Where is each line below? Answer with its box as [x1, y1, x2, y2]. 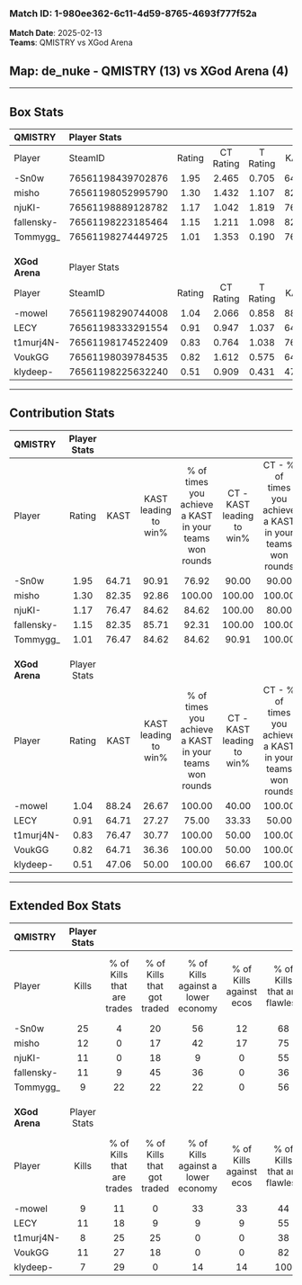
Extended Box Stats [9, 898, 121, 913]
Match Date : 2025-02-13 [9, 28, 102, 39]
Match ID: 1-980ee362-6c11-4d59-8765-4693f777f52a [9, 7, 258, 20]
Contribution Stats [9, 406, 115, 421]
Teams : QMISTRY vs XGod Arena [9, 37, 133, 48]
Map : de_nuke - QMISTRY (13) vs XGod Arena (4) [9, 63, 289, 78]
